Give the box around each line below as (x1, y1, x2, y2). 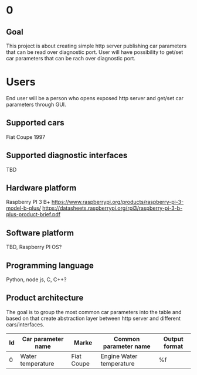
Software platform (6, 228, 74, 238)
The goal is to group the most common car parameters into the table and (6, 308, 182, 315)
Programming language (6, 260, 94, 270)
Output (163, 335, 184, 343)
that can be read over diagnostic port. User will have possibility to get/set (6, 49, 184, 56)
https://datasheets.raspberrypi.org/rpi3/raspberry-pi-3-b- (42, 204, 183, 212)
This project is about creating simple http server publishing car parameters (6, 42, 187, 49)
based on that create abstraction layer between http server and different (6, 315, 181, 322)
